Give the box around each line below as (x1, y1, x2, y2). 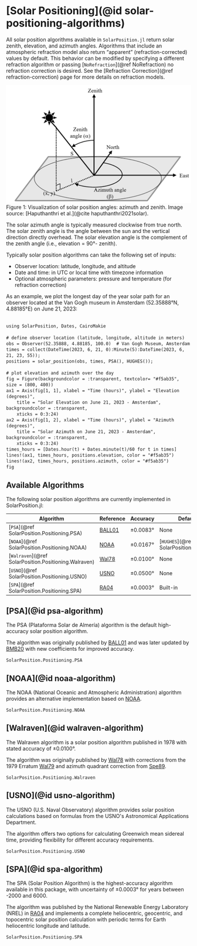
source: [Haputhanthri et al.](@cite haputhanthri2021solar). (6, 210, 149, 217)
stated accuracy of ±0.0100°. (6, 745, 76, 752)
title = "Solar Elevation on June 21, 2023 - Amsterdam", (16, 400, 161, 406)
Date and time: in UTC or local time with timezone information (14, 269, 164, 276)
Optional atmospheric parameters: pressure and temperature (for (14, 275, 172, 282)
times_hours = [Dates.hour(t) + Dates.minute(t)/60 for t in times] (6, 447, 177, 452)
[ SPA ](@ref (8, 581, 35, 588)
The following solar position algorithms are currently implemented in (6, 496, 171, 503)
